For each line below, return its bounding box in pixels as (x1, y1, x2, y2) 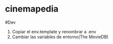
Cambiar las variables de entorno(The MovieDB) (12, 34, 109, 40)
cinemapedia (5, 3, 59, 15)
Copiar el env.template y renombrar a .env (12, 29, 97, 34)
